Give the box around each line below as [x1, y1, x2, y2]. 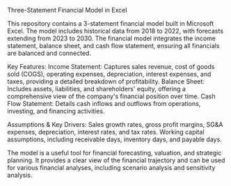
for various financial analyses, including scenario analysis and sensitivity [7, 164, 216, 171]
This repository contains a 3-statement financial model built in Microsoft [7, 20, 214, 27]
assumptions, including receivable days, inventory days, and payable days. [7, 135, 223, 144]
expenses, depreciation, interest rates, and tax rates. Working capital [7, 128, 205, 136]
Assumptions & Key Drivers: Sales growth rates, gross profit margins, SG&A [7, 121, 223, 128]
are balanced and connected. [7, 49, 92, 57]
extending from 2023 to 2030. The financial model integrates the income [7, 34, 216, 42]
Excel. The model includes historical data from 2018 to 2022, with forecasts [7, 27, 224, 35]
